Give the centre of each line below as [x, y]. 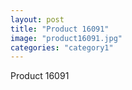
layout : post [37, 19]
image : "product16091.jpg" [66, 38]
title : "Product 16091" [60, 29]
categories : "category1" [62, 47]
